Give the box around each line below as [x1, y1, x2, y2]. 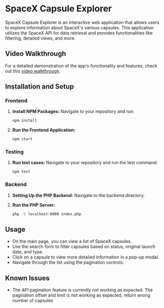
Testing [5, 148, 24, 155]
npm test [12, 169, 31, 174]
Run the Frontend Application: [12, 127, 76, 133]
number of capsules [12, 298, 53, 304]
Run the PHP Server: [12, 202, 55, 208]
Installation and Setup [5, 82, 74, 91]
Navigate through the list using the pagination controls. [12, 259, 124, 265]
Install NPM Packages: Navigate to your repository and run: [12, 109, 135, 115]
